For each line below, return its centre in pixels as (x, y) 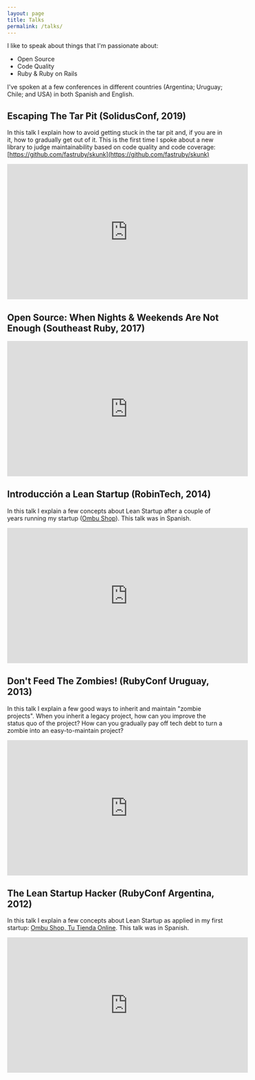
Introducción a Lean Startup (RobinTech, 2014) (109, 495)
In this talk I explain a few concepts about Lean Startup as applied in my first (115, 921)
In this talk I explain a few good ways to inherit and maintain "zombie (104, 708)
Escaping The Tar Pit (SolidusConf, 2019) (97, 116)
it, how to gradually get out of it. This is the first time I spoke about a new (110, 140)
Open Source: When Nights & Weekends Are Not (113, 317)
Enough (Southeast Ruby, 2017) (76, 328)
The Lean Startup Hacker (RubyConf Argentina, (111, 893)
